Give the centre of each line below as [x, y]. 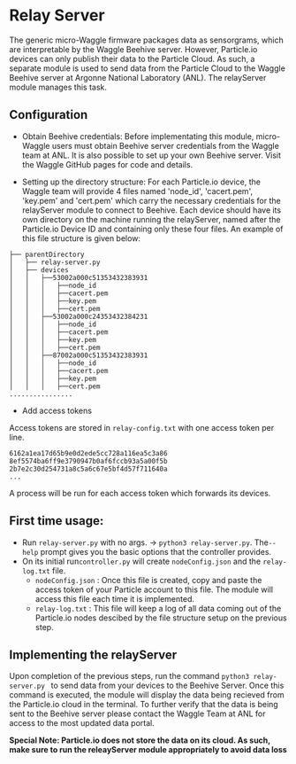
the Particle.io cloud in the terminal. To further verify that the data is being [144, 705]
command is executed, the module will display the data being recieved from [147, 695]
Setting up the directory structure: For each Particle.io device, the [141, 182]
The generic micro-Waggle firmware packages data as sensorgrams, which [147, 40]
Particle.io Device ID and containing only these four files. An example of [152, 229]
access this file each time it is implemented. [114, 598]
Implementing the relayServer [93, 655]
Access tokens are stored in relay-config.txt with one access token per [142, 427]
